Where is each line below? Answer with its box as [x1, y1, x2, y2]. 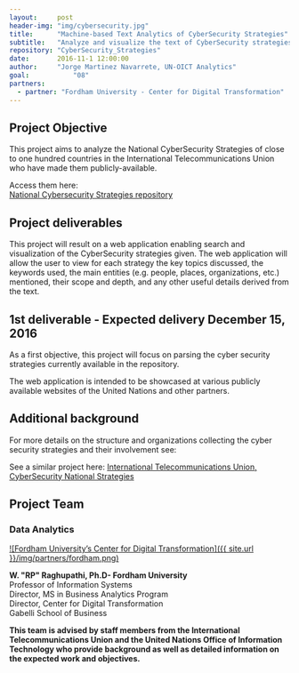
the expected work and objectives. [9, 653, 141, 664]
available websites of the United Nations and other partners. [9, 385, 230, 396]
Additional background [9, 411, 140, 427]
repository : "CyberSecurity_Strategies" [9, 46, 162, 55]
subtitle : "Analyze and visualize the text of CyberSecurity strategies [9, 37, 293, 47]
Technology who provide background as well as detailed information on [9, 644, 280, 654]
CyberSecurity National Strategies [9, 470, 135, 481]
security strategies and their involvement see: [9, 444, 177, 454]
